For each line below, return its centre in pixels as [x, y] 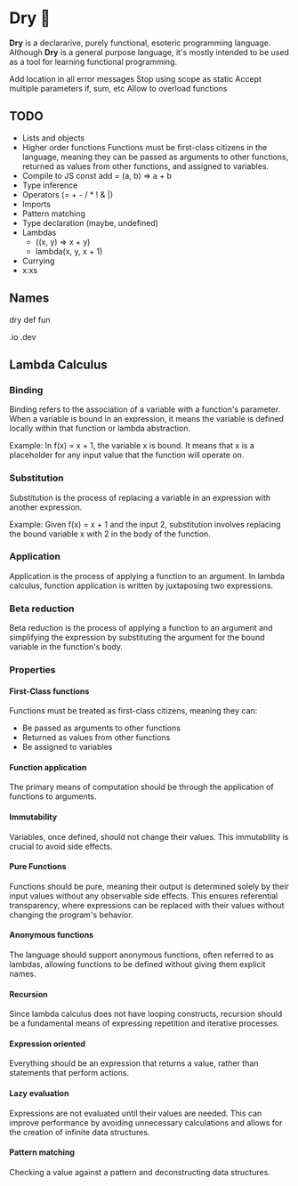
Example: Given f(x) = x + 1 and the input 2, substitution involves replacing [145, 524]
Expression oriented [48, 1044]
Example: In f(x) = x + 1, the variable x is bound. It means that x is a [132, 446]
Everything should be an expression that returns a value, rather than [134, 1063]
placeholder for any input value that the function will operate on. [127, 455]
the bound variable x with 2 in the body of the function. [110, 534]
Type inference [50, 185]
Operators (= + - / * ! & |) [68, 194]
